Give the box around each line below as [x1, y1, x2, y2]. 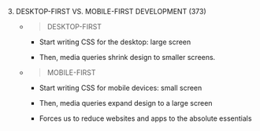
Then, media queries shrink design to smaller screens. [39, 53, 216, 62]
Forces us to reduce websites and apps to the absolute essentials [39, 114, 252, 123]
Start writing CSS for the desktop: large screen [39, 37, 191, 47]
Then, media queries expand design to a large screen [39, 99, 213, 107]
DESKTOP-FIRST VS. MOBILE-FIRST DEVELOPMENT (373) [15, 7, 206, 16]
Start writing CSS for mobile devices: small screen [39, 83, 202, 92]
